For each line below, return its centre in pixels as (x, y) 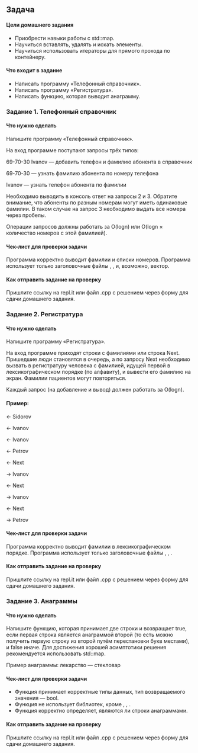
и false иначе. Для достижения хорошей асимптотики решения (86, 648)
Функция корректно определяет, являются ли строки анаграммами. (101, 711)
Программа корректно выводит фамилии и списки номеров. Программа (98, 259)
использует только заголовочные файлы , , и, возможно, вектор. (88, 266)
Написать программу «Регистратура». (64, 90)
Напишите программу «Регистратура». (56, 342)
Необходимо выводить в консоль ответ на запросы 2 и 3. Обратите (92, 196)
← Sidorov (19, 416)
